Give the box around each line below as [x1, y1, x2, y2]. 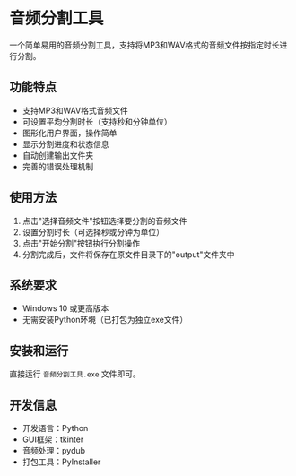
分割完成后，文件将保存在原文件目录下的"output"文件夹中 [22, 248, 235, 260]
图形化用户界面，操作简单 [22, 127, 118, 138]
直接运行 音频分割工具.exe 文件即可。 [9, 368, 141, 379]
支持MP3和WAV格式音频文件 [22, 105, 128, 116]
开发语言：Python [22, 423, 89, 433]
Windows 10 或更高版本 [22, 303, 109, 314]
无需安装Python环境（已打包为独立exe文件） [22, 315, 188, 325]
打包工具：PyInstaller [22, 456, 101, 467]
